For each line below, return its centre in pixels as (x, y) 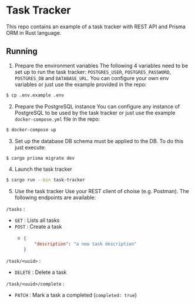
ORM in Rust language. (34, 32)
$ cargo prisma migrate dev (41, 158)
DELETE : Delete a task (41, 272)
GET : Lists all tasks (37, 220)
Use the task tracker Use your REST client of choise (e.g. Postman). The (102, 191)
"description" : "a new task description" (85, 244)
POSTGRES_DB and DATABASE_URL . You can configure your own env (92, 78)
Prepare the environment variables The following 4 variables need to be (101, 65)
